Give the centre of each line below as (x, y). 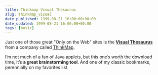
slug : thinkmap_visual (28, 14)
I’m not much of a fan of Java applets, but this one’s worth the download (79, 57)
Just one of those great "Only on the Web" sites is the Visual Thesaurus (79, 42)
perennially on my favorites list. (37, 68)
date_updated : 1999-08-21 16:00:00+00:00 (48, 23)
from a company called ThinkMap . (40, 47)
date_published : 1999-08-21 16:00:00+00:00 (51, 19)
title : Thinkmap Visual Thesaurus (41, 10)
